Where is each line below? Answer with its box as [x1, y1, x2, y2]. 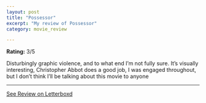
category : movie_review [6, 26, 67, 32]
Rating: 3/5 [6, 48, 36, 55]
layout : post [6, 9, 40, 15]
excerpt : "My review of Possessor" [6, 20, 97, 26]
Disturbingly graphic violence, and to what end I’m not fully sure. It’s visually [6, 60, 199, 67]
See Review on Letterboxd [6, 90, 73, 98]
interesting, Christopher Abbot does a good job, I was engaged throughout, [6, 66, 196, 74]
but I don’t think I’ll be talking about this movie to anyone [6, 73, 149, 80]
